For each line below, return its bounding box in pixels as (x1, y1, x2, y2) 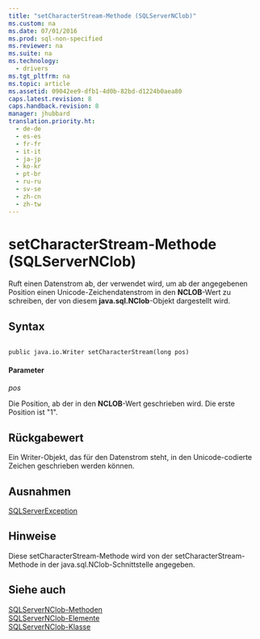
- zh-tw (15, 200, 42, 208)
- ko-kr (15, 163, 42, 171)
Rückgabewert (8, 431, 84, 445)
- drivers (15, 65, 48, 73)
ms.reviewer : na (8, 42, 63, 50)
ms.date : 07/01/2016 (8, 27, 78, 35)
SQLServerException (8, 506, 78, 516)
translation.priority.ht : (8, 117, 95, 126)
